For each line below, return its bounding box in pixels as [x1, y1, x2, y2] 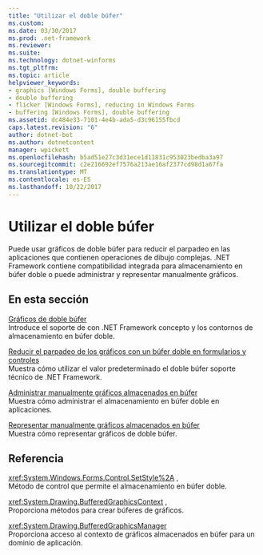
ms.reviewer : [8, 42, 52, 50]
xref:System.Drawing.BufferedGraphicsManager [8, 521, 167, 531]
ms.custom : [8, 19, 45, 27]
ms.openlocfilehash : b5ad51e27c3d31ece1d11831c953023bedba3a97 [8, 153, 224, 161]
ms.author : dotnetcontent [8, 138, 94, 147]
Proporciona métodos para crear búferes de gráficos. [8, 505, 184, 515]
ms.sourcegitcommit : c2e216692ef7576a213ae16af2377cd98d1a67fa [8, 161, 224, 169]
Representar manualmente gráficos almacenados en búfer [8, 420, 200, 429]
